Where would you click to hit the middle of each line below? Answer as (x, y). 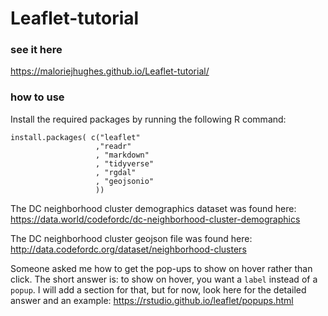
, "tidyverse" (125, 163)
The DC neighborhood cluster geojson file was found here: (131, 238)
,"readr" (113, 146)
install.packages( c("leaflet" (75, 137)
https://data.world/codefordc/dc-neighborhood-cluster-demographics (155, 219)
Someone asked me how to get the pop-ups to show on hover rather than (161, 268)
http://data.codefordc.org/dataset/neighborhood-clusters (128, 249)
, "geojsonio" (125, 181)
